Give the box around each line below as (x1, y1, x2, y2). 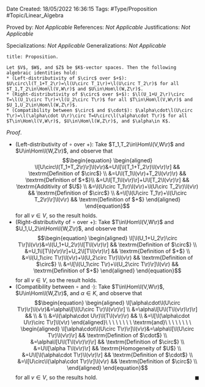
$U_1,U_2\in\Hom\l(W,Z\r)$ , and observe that (15, 225, 128, 232)
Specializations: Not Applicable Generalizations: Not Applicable (6, 42, 166, 49)
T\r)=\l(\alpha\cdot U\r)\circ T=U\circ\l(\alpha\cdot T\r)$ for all (6, 113, 188, 119)
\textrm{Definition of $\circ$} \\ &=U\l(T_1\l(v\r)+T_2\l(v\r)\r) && (28, 170, 187, 177)
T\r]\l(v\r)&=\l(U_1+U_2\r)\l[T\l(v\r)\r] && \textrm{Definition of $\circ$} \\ (18, 241, 197, 248)
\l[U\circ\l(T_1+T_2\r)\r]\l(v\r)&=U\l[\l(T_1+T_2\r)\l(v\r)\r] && (34, 163, 181, 170)
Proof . (6, 129, 23, 136)
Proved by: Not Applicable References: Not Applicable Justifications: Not (6, 24, 191, 31)
